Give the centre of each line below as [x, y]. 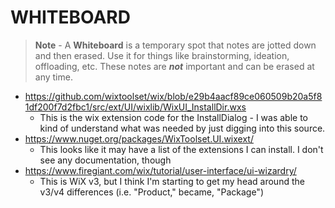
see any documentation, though [105, 160]
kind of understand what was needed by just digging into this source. [182, 128]
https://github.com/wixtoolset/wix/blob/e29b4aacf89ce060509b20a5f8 [173, 96]
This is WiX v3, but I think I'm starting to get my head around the [172, 181]
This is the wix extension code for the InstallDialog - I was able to [174, 117]
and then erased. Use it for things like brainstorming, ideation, [162, 55]
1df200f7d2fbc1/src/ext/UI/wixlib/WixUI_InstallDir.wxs [135, 107]
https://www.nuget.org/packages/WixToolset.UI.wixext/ [139, 138]
